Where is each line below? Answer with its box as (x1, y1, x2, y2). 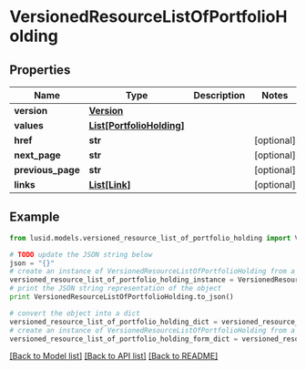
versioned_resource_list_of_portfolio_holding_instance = (9, 275, 234, 284)
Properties (9, 62, 71, 77)
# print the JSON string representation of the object (9, 284, 222, 293)
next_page (14, 149, 61, 161)
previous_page (14, 164, 80, 176)
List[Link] (88, 179, 131, 190)
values (14, 119, 44, 131)
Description (193, 89, 246, 101)
